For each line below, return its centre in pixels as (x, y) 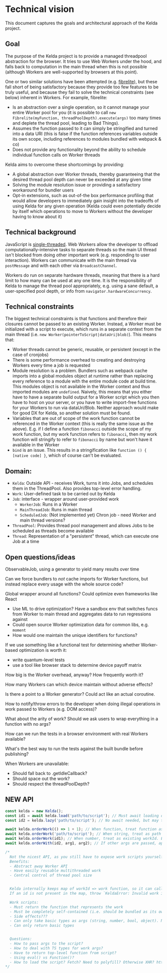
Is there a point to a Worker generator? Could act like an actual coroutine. (80, 694)
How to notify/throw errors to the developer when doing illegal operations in (83, 704)
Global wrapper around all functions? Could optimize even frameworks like (82, 594)
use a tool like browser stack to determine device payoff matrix (77, 665)
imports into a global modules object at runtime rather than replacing (83, 376)
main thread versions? (42, 520)
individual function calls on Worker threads (56, 155)
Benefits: (20, 861)
